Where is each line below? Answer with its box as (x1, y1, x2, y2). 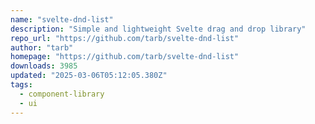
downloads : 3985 (10, 61, 78, 71)
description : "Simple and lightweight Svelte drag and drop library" (10, 24, 307, 34)
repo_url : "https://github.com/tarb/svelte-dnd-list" (10, 33, 240, 43)
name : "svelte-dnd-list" (10, 14, 114, 25)
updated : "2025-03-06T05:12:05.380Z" (10, 71, 168, 81)
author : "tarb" (10, 42, 74, 53)
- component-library (19, 89, 105, 99)
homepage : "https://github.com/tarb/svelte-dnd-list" (10, 52, 240, 62)
